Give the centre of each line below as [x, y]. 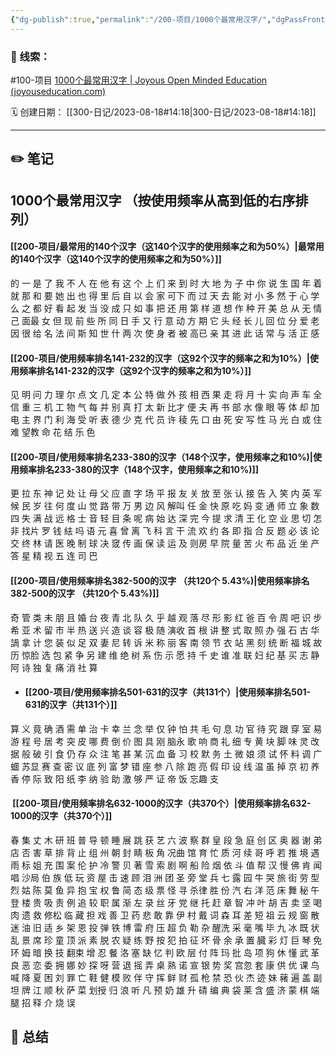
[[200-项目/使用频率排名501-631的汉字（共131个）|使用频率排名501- [167, 692]
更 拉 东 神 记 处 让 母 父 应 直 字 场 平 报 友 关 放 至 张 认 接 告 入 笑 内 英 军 [166, 493]
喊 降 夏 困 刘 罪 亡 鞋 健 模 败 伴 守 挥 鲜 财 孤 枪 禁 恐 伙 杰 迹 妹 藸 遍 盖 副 [166, 977]
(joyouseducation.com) [58, 91]
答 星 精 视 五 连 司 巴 [54, 556]
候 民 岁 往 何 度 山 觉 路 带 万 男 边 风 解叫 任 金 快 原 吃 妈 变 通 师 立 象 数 [165, 506]
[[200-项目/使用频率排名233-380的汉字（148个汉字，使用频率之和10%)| [161, 457]
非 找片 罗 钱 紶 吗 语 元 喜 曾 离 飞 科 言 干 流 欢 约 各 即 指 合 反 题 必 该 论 [165, 531]
